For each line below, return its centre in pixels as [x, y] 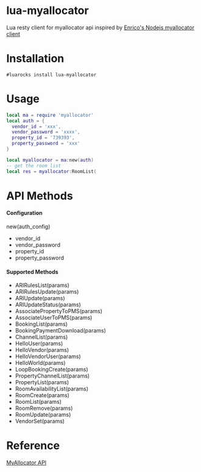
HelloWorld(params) [40, 363]
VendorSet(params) [40, 421]
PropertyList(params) [42, 382]
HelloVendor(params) [42, 350]
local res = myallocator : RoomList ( [51, 171]
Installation [35, 59]
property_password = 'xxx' [46, 144]
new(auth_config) [28, 227]
